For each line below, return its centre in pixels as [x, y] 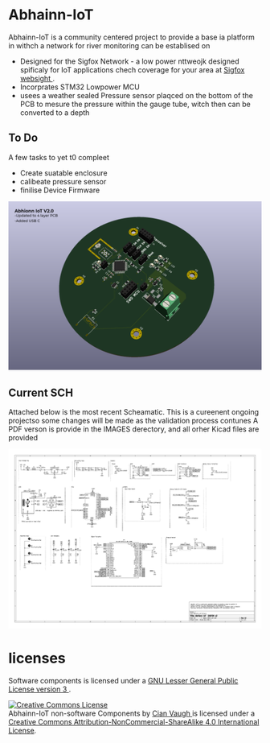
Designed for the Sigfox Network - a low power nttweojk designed [129, 61]
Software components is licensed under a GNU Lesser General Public [123, 681]
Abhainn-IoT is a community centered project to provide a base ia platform [132, 37]
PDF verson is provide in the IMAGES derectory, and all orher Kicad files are [134, 429]
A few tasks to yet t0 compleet [59, 157]
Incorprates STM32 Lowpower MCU [80, 87]
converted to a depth [55, 112]
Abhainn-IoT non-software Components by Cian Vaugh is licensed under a [132, 713]
